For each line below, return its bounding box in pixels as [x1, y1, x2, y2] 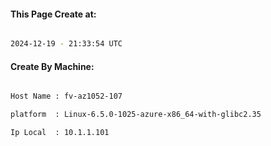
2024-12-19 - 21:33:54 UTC [10, 39, 123, 49]
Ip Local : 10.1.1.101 [10, 128, 110, 138]
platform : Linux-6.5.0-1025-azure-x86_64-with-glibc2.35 [10, 110, 262, 120]
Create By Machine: [10, 60, 95, 72]
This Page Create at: [10, 8, 97, 20]
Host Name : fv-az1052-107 [10, 91, 123, 102]
